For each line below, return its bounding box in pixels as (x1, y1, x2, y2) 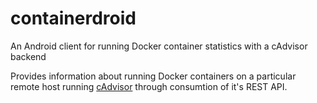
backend (10, 50, 47, 62)
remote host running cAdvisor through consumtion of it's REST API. (10, 80, 288, 92)
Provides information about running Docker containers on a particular (10, 70, 297, 82)
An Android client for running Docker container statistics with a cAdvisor (10, 40, 308, 52)
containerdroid (10, 7, 137, 30)
